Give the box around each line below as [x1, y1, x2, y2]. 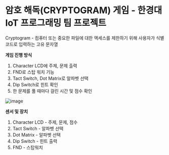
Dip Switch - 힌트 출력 [12, 138, 58, 144]
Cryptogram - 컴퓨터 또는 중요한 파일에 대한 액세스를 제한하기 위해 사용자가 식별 [5, 35, 164, 41]
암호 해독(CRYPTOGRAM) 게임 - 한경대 [5, 5, 162, 16]
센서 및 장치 [5, 108, 28, 114]
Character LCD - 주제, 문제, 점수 [12, 119, 78, 125]
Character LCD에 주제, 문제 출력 [12, 63, 77, 69]
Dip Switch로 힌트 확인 [12, 81, 58, 87]
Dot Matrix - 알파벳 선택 [12, 132, 61, 138]
